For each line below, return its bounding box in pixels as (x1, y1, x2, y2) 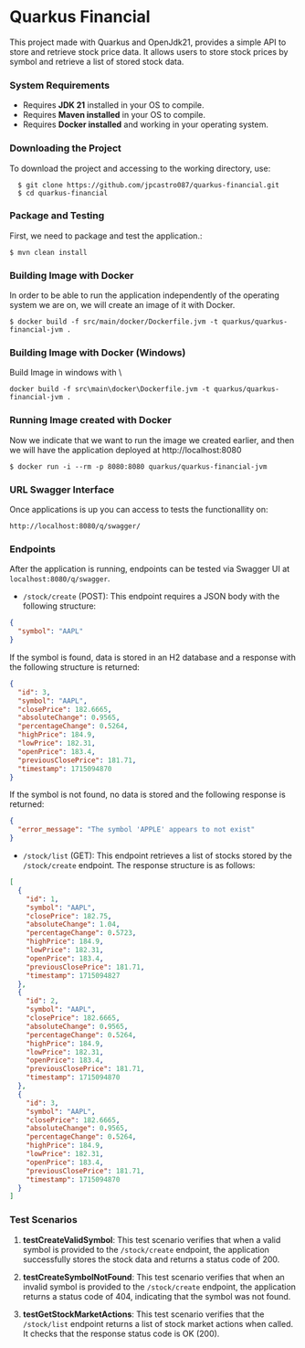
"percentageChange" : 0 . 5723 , (26, 929, 137, 938)
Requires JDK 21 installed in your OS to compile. (22, 100, 205, 111)
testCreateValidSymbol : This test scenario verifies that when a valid (22, 1234, 281, 1245)
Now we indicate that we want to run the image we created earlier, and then (9, 434, 295, 445)
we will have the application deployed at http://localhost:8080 (9, 444, 242, 455)
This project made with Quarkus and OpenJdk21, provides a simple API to (9, 37, 287, 48)
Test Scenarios (9, 1214, 78, 1226)
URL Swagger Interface (9, 483, 115, 495)
